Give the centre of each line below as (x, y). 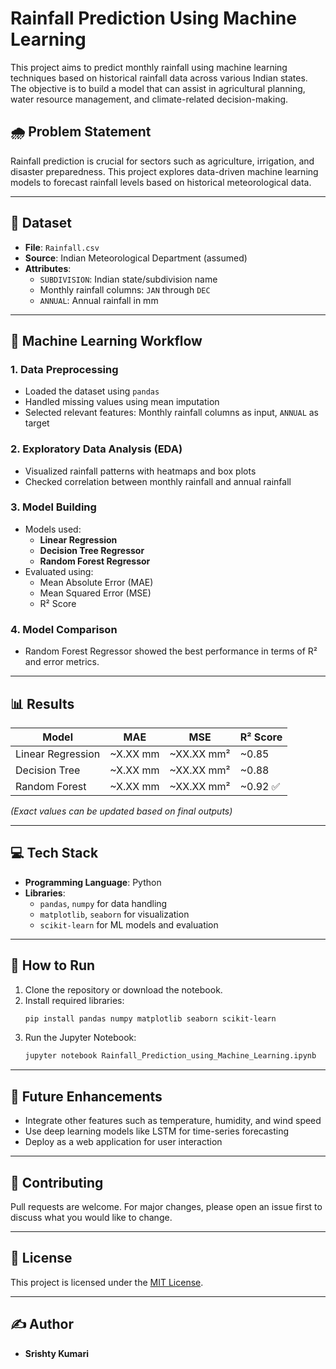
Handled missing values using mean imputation (122, 402)
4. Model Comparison (64, 629)
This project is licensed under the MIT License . (107, 1282)
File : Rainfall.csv (62, 247)
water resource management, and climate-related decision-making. (149, 99)
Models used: (53, 529)
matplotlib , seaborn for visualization (114, 914)
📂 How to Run (53, 965)
